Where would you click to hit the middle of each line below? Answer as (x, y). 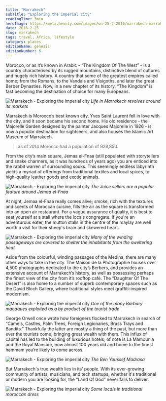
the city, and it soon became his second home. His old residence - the (77, 121)
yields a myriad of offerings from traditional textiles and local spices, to (78, 171)
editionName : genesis (28, 46)
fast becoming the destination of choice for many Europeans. (68, 91)
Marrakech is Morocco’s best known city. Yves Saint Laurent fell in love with (83, 116)
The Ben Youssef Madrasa (118, 359)
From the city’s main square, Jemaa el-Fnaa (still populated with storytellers (83, 156)
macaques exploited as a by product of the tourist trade (63, 309)
